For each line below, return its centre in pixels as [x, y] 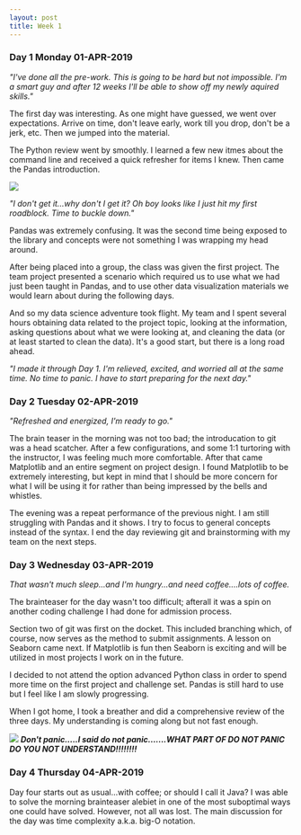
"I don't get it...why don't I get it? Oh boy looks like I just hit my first [133, 203]
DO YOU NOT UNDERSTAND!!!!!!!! [73, 749]
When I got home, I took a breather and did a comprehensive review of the [147, 712]
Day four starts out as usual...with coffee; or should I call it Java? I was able [149, 792]
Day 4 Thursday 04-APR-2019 [77, 772]
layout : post [34, 18]
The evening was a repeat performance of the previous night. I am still [139, 513]
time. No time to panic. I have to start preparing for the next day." [130, 378]
